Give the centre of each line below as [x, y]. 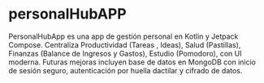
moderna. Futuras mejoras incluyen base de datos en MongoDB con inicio [132, 62]
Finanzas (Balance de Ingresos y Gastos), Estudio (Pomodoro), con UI [125, 53]
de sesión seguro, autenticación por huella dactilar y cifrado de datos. [126, 70]
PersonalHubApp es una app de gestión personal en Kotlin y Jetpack [123, 36]
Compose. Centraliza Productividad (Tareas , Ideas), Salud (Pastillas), [125, 44]
